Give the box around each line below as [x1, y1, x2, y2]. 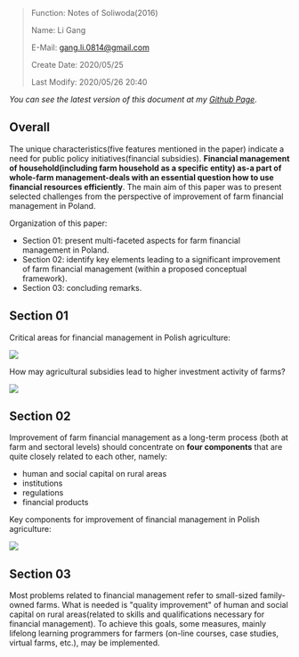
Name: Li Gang [30, 25, 86, 35]
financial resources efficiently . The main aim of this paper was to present [9, 181, 282, 192]
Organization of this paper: [9, 218, 108, 229]
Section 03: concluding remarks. [21, 282, 142, 293]
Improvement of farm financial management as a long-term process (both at [9, 432, 289, 443]
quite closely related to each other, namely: [9, 451, 167, 462]
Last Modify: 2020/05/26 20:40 [30, 77, 148, 87]
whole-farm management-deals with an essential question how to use [9, 171, 274, 182]
